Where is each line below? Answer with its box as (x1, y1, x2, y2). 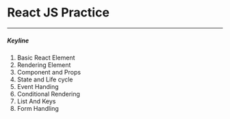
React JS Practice (7, 5, 110, 21)
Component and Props (16, 68, 81, 76)
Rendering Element (16, 60, 71, 69)
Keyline (7, 36, 29, 44)
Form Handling (16, 104, 60, 112)
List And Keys (16, 97, 56, 105)
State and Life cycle (16, 75, 73, 83)
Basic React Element (16, 53, 75, 62)
